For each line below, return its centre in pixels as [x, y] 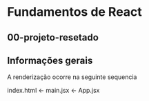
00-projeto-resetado [53, 37]
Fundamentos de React [75, 12]
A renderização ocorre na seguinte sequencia [72, 77]
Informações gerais [50, 60]
